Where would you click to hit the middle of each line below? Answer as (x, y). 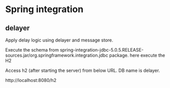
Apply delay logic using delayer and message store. (59, 40)
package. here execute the (137, 55)
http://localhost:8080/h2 (31, 80)
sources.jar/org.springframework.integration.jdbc (57, 55)
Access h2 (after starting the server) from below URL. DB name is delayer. (83, 70)
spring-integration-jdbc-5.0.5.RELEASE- (102, 50)
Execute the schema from (32, 50)
